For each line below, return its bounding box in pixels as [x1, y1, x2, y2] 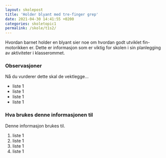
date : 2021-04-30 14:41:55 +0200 [5, 16, 74, 21]
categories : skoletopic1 [5, 21, 56, 26]
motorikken [5, 45, 28, 51]
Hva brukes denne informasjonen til [5, 111, 93, 118]
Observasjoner [5, 63, 42, 70]
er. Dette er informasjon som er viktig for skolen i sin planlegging [29, 45, 161, 51]
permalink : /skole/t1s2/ [5, 26, 56, 31]
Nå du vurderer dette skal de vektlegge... [5, 74, 89, 79]
